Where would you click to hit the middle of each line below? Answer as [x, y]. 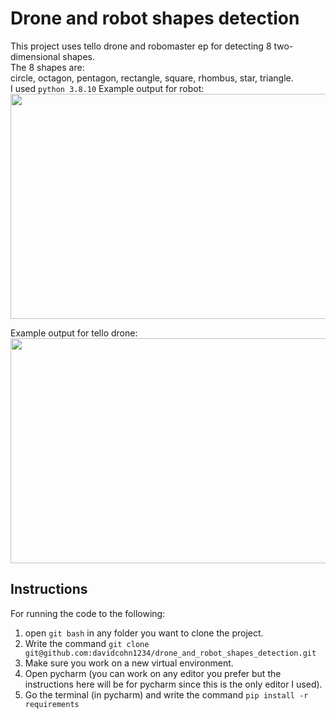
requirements [52, 704]
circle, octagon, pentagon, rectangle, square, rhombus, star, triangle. [152, 78]
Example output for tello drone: [74, 333]
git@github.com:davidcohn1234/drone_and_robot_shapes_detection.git [170, 653]
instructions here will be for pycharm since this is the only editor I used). [173, 684]
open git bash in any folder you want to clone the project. [144, 633]
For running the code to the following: [88, 613]
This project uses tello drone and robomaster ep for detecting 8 [141, 46]
